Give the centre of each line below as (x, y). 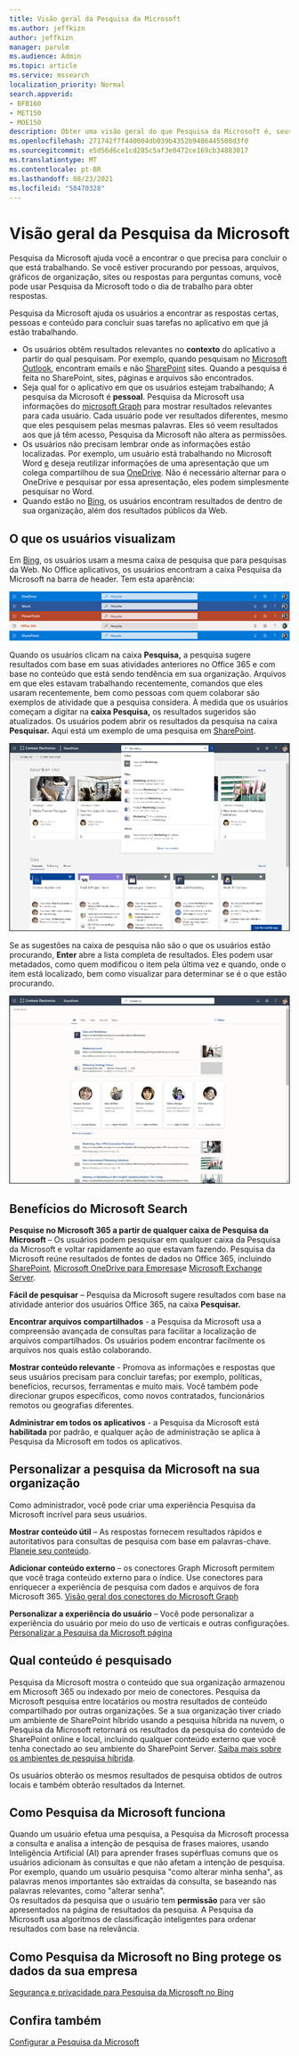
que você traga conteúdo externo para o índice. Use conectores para (136, 1577)
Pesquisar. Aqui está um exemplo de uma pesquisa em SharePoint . (133, 731)
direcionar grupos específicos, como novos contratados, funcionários (137, 1395)
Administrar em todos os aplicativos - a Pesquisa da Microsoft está (134, 1422)
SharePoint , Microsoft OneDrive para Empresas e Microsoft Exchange (136, 1267)
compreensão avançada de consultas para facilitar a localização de (133, 1331)
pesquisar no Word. (58, 491)
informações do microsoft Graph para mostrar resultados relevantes (147, 407)
